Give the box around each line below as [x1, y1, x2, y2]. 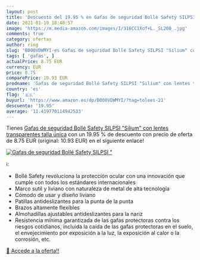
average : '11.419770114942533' [6, 108, 84, 114]
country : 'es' [6, 86, 42, 92]
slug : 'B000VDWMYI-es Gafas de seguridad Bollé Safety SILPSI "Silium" [6, 48, 187, 54]
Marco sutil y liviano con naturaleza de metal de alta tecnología [14, 185, 170, 192]
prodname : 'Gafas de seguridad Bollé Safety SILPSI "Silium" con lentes [6, 81, 190, 87]
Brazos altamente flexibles [14, 204, 80, 211]
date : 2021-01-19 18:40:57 [6, 20, 73, 26]
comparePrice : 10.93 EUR [6, 75, 68, 81]
